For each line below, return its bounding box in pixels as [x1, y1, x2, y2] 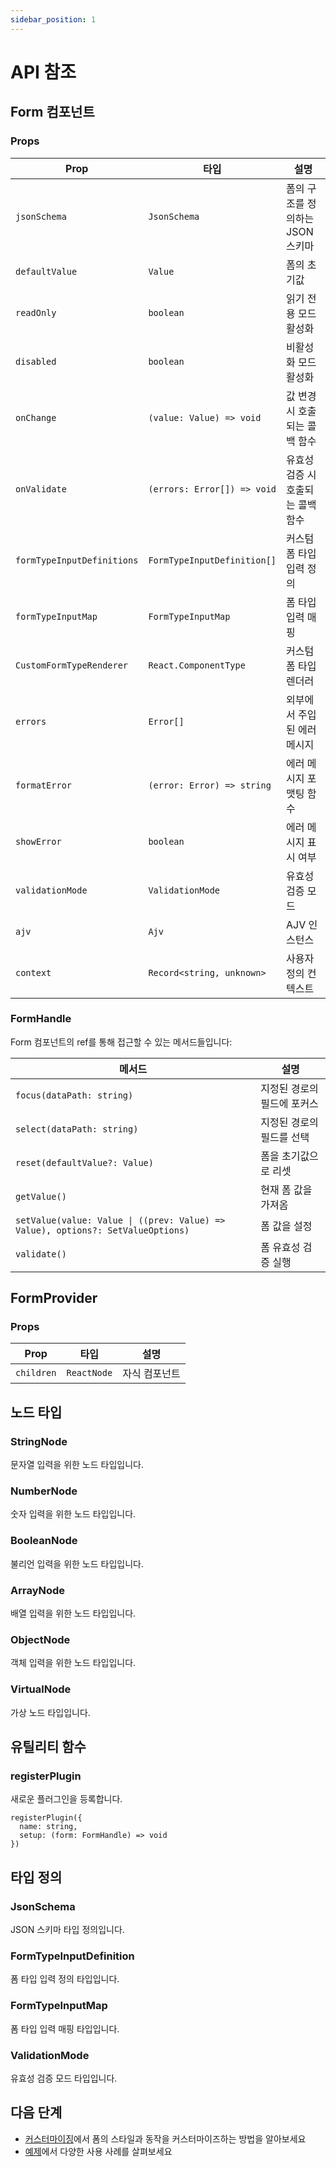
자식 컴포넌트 [122, 1367, 181, 1381]
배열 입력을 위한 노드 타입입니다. [10, 1607, 137, 1620]
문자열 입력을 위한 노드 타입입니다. [10, 1459, 144, 1471]
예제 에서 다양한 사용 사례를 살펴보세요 [24, 2145, 173, 2157]
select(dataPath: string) [15, 1123, 139, 1135]
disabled [15, 356, 57, 367]
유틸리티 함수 [10, 1739, 87, 1756]
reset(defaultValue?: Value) [15, 1157, 154, 1168]
